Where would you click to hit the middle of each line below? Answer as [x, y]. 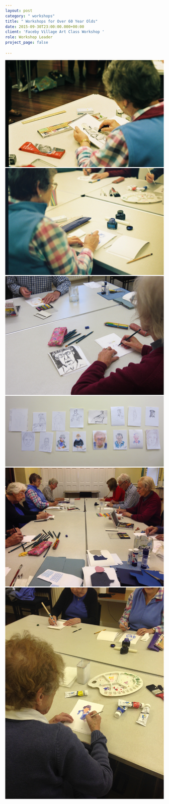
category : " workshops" [30, 16]
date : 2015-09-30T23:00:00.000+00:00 [45, 27]
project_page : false [27, 43]
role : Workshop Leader [29, 37]
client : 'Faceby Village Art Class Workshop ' [55, 32]
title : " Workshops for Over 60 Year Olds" [52, 21]
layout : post [19, 11]
